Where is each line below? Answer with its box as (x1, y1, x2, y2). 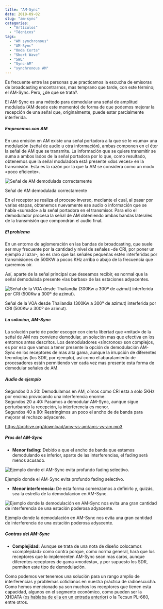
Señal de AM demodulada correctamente (5, 188, 87, 193)
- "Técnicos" (9, 30, 36, 35)
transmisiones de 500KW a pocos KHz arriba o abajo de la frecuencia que (5, 256, 154, 262)
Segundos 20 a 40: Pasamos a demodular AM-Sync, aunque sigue (5, 399, 139, 404)
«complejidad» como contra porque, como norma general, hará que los (12, 548, 155, 554)
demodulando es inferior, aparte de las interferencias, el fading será (12, 452, 148, 458)
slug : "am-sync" (5, 16, 38, 21)
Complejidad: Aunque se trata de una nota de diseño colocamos (12, 543, 142, 549)
